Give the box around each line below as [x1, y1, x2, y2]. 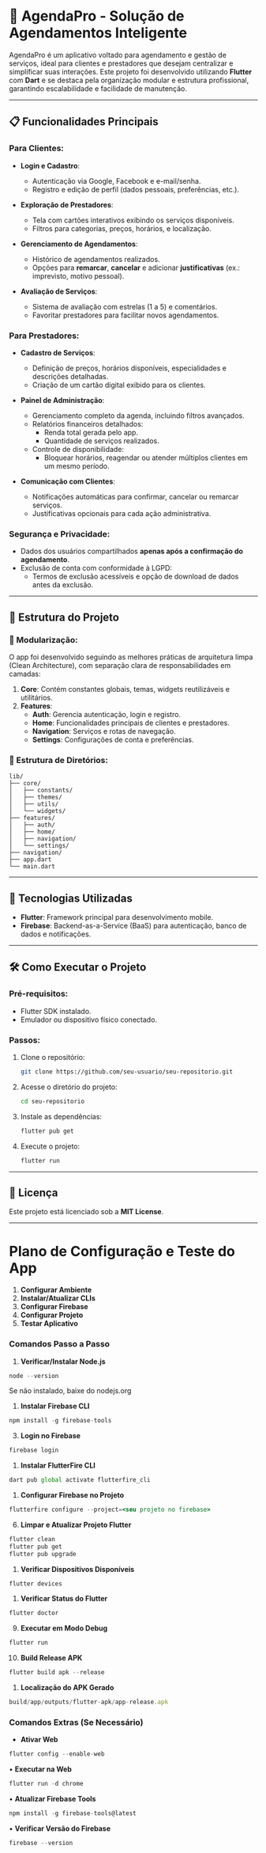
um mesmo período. [43, 461, 110, 470]
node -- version [9, 1372, 59, 1380]
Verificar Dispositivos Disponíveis [20, 1564, 135, 1574]
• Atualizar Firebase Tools [9, 1794, 96, 1803]
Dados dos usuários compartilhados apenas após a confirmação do [20, 546, 244, 556]
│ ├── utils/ [9, 800, 59, 808]
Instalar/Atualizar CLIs [20, 1293, 96, 1303]
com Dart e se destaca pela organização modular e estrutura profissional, [9, 75, 249, 85]
